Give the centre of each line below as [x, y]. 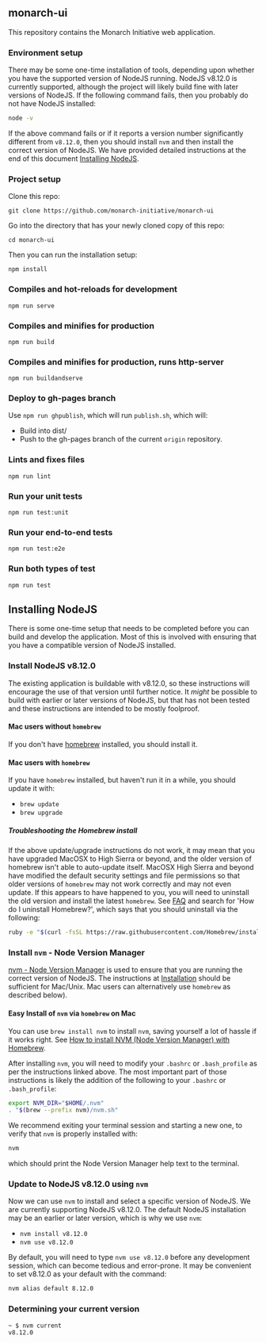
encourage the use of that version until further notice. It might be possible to [133, 691]
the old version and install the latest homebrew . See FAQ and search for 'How [131, 901]
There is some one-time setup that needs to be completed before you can [129, 629]
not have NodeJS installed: [52, 104]
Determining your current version [74, 1309]
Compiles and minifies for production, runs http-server [116, 362]
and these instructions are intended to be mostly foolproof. [104, 708]
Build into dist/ [43, 430]
